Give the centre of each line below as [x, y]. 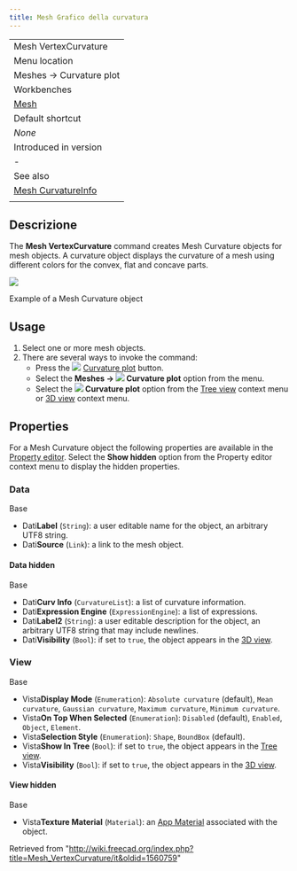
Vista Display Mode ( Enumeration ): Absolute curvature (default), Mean [147, 699]
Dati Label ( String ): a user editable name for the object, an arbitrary [145, 526]
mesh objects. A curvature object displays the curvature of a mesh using [142, 256]
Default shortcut [47, 118]
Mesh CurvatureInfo [55, 190]
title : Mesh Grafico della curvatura [79, 17]
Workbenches [43, 89]
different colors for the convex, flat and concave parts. [109, 265]
